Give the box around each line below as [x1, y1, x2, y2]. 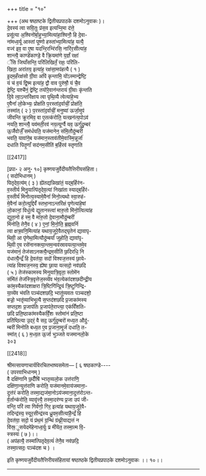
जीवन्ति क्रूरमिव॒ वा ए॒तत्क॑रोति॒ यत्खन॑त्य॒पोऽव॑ [7, 114, 89, 121]
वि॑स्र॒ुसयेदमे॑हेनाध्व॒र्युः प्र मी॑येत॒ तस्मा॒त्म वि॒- [7, 423, 86, 431]
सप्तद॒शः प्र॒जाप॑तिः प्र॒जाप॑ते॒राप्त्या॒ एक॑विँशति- [7, 303, 86, 310]
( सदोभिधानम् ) [7, 173, 36, 179]
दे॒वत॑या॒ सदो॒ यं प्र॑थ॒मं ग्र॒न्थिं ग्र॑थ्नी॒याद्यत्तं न [7, 417, 79, 424]
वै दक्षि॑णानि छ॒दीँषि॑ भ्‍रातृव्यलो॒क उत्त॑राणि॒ [7, 376, 79, 382]
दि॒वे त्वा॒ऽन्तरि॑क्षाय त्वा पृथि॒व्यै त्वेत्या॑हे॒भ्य [7, 93, 79, 100]
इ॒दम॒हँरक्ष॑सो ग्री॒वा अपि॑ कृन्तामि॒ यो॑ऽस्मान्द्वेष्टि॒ [7, 73, 87, 80]
